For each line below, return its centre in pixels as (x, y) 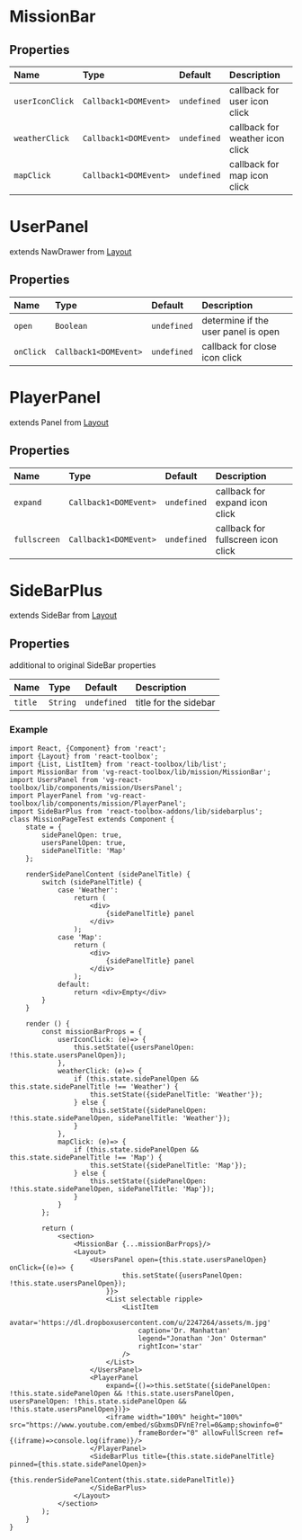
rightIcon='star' (170, 1346)
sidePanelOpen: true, (82, 835)
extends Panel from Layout (59, 422)
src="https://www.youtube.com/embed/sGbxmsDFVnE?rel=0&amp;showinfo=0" (146, 1425)
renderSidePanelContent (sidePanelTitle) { (108, 874)
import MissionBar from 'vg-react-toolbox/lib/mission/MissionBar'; (140, 772)
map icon (249, 175)
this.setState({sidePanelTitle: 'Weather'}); (176, 1094)
